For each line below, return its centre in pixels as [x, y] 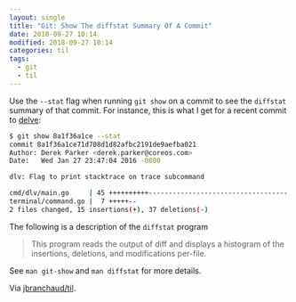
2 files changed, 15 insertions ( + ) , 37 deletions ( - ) [109, 209]
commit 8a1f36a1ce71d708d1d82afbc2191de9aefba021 [103, 144]
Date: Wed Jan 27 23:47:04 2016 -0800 [85, 161]
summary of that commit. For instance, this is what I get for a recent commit [148, 110]
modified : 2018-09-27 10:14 [61, 42]
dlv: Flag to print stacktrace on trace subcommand [107, 177]
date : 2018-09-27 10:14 [53, 34]
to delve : [25, 119]
